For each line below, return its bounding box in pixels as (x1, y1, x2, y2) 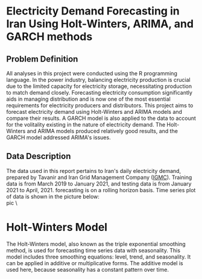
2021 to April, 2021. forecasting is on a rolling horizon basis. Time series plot (6, 186, 196, 193)
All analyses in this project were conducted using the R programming (6, 70, 178, 77)
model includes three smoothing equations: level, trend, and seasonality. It (6, 253, 191, 260)
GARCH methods (6, 30, 93, 43)
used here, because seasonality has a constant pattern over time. (6, 266, 169, 273)
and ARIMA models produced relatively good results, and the (27, 128, 178, 134)
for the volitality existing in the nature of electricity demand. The (6, 121, 166, 128)
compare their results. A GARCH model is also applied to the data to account (6, 114, 196, 122)
